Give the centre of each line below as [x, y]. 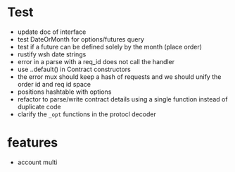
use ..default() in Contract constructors [74, 69]
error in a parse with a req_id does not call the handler [96, 61]
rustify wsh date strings [52, 54]
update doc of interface [52, 32]
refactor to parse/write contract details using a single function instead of [122, 99]
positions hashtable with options [64, 92]
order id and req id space [54, 84]
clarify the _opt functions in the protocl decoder [87, 114]
